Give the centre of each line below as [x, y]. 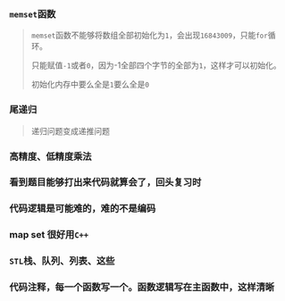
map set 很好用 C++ [49, 235]
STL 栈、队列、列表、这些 [62, 261]
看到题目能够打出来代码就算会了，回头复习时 [105, 182]
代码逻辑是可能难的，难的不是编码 [83, 209]
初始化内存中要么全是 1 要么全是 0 [90, 84]
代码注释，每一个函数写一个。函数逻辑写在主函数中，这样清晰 [142, 288]
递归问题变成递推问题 [70, 130]
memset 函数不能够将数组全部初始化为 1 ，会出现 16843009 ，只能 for [149, 35]
